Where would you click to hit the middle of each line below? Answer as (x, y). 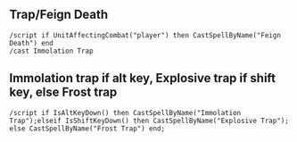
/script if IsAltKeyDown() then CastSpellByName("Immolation (125, 113)
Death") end (31, 43)
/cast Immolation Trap (51, 51)
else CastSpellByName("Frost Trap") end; (87, 129)
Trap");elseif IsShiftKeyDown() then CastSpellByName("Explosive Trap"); (149, 121)
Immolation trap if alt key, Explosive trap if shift (143, 78)
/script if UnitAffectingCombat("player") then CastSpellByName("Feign (145, 35)
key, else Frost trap (63, 92)
